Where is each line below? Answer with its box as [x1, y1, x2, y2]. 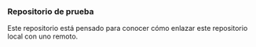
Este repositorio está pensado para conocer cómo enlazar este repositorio [7, 24, 248, 33]
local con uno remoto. [7, 32, 79, 41]
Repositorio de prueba [7, 6, 94, 17]
